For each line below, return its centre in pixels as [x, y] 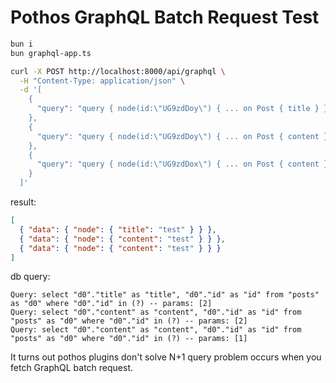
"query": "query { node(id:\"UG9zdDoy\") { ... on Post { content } [182, 136]
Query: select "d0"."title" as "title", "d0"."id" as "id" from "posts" [165, 295]
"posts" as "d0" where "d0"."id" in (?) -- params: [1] [129, 339]
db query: [30, 277]
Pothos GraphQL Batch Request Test [165, 17]
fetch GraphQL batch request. [72, 368]
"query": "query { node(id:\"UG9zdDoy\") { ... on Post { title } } [182, 109]
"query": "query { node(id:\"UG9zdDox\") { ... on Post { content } [182, 164]
